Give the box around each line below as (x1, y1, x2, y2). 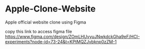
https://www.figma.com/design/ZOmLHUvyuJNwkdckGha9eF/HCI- (5, 34, 140, 39)
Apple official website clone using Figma (5, 19, 87, 25)
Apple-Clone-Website (5, 3, 96, 14)
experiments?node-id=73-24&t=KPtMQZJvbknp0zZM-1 (5, 38, 117, 44)
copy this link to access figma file (5, 28, 72, 34)
